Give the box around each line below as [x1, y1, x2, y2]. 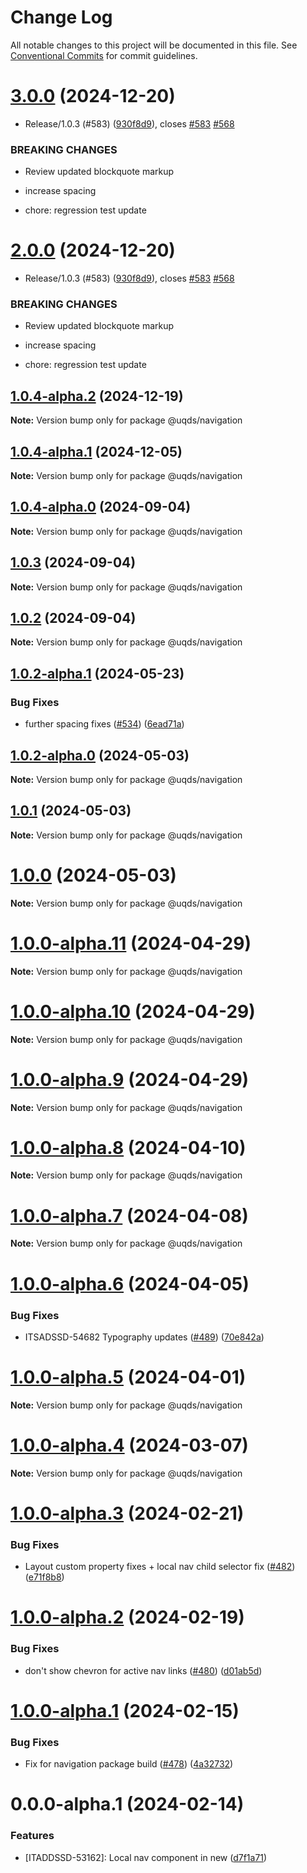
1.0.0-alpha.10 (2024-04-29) [10, 1000, 256, 1023]
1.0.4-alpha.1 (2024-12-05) [10, 443, 183, 460]
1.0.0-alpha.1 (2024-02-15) [10, 1699, 240, 1722]
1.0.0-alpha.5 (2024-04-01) [10, 1366, 247, 1389]
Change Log [10, 6, 113, 29]
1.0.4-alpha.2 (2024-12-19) [10, 387, 184, 405]
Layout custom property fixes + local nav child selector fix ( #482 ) [24, 1561, 296, 1573]
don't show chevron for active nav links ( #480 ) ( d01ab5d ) [24, 1664, 263, 1676]
